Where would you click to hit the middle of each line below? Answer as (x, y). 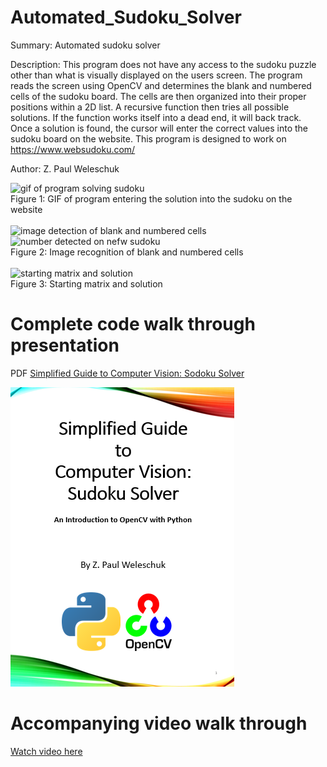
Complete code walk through (133, 324)
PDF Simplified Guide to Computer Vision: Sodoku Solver (127, 373)
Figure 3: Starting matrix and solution (86, 283)
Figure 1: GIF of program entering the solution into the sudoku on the (151, 198)
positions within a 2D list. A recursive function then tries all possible (150, 107)
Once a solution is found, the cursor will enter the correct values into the (159, 128)
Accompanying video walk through (159, 723)
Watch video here (46, 751)
